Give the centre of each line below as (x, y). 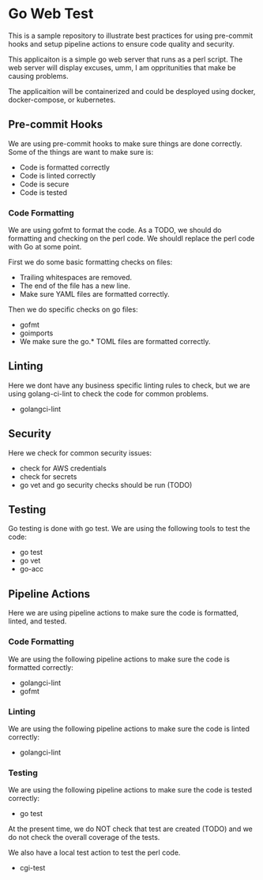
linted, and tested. (38, 621)
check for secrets (48, 476)
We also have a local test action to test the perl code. (94, 852)
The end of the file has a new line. (75, 286)
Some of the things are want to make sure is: (81, 152)
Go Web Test (51, 14)
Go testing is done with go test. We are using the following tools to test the (129, 529)
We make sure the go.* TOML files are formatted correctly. (115, 342)
